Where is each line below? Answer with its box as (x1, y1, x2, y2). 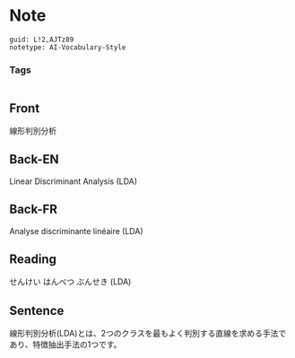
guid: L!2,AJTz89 (9, 35, 74, 44)
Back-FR (9, 202, 58, 217)
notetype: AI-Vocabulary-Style (9, 42, 126, 52)
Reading (9, 252, 56, 267)
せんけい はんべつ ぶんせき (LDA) (9, 276, 132, 287)
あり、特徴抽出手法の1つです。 (9, 339, 122, 350)
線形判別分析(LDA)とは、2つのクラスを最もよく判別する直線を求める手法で (9, 328, 287, 339)
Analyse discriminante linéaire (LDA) (9, 225, 143, 236)
